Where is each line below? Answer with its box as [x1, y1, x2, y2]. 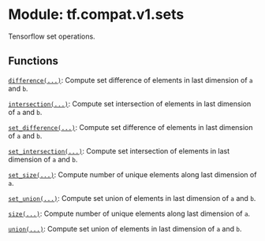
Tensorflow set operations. [8, 32, 96, 41]
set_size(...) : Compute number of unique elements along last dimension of [8, 169, 257, 179]
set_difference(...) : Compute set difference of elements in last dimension [8, 122, 254, 132]
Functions [8, 54, 59, 68]
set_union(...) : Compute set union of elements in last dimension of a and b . [8, 193, 256, 202]
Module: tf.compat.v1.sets [8, 6, 185, 24]
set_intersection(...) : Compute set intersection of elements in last [8, 146, 230, 155]
